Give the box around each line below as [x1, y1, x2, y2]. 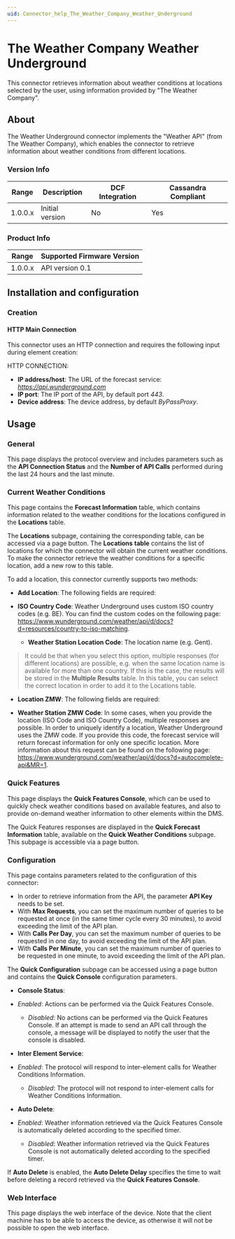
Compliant [170, 191, 206, 201]
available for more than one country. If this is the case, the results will [24, 666, 225, 675]
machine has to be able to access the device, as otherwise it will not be [7, 1217, 213, 1225]
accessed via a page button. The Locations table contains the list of [7, 539, 205, 547]
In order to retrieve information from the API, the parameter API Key [17, 892, 213, 901]
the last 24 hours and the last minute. [7, 470, 115, 479]
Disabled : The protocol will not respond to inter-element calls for [27, 1084, 215, 1093]
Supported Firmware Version [41, 251, 140, 261]
